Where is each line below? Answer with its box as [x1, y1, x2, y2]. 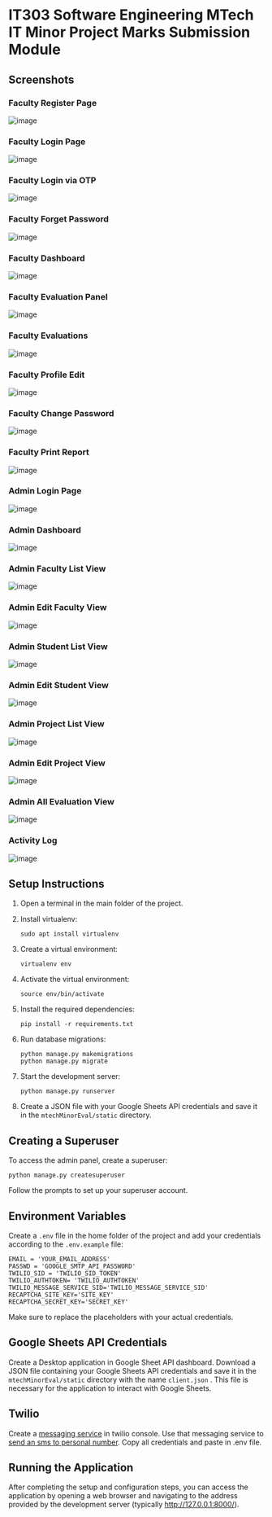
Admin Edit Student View [8, 679, 110, 691]
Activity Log [8, 835, 58, 846]
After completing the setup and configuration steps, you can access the [8, 1482, 249, 1492]
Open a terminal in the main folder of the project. [19, 898, 183, 909]
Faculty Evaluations [8, 330, 89, 341]
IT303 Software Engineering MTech [8, 6, 254, 24]
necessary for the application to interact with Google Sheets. [8, 1383, 212, 1393]
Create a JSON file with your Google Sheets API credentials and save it [19, 1102, 257, 1111]
